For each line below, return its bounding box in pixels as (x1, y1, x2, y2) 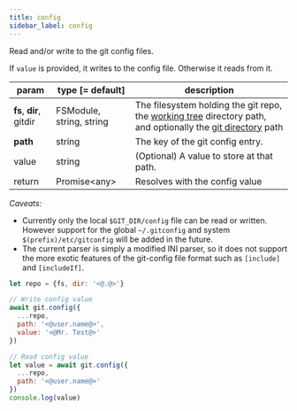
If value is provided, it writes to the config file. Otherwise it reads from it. (9, 63, 273, 74)
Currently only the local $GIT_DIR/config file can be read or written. (21, 214, 268, 226)
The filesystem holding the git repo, (135, 98, 283, 111)
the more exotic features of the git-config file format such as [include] (21, 252, 281, 263)
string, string (56, 115, 109, 128)
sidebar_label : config (9, 21, 93, 30)
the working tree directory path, (135, 110, 267, 122)
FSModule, (56, 104, 102, 116)
